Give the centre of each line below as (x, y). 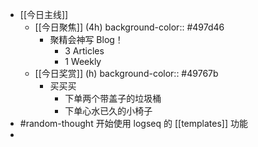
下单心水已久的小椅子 (108, 111)
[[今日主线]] (44, 14)
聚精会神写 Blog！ (86, 39)
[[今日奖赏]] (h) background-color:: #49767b (126, 73)
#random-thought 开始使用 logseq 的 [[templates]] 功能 (134, 123)
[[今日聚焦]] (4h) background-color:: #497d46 (129, 27)
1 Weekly (83, 61)
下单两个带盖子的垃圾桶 (113, 98)
